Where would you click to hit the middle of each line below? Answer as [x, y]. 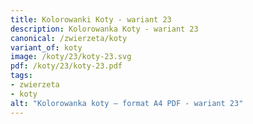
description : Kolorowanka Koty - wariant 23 [104, 29]
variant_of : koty [46, 47]
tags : [21, 76]
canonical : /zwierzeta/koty [69, 38]
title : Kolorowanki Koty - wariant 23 [91, 19]
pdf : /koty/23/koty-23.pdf [66, 66]
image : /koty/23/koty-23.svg [71, 57]
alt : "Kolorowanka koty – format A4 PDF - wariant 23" [127, 103]
